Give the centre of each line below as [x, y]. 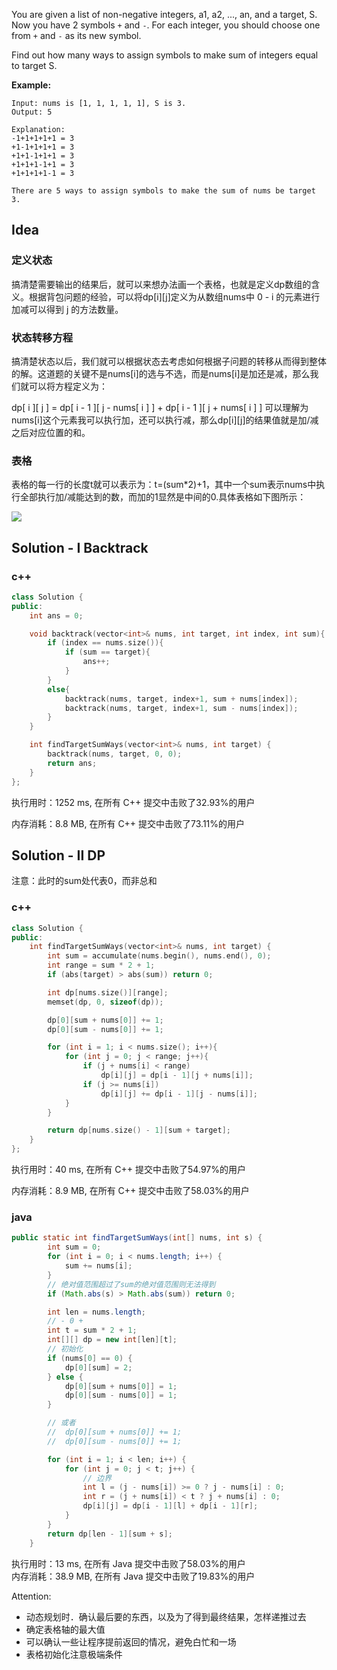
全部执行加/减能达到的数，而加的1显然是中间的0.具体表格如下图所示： [163, 497]
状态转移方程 [42, 337]
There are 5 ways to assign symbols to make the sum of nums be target [163, 191]
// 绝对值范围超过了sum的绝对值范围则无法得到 [131, 1284]
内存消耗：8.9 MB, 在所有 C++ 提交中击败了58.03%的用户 [130, 1191]
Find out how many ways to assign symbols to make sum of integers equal [165, 55]
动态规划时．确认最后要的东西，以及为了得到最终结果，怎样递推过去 [166, 1616]
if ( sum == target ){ [107, 652]
